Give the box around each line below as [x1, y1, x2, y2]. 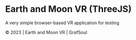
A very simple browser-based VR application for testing [5, 20, 119, 26]
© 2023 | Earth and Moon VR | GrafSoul [5, 29, 87, 35]
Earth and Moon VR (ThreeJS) [5, 3, 131, 15]
